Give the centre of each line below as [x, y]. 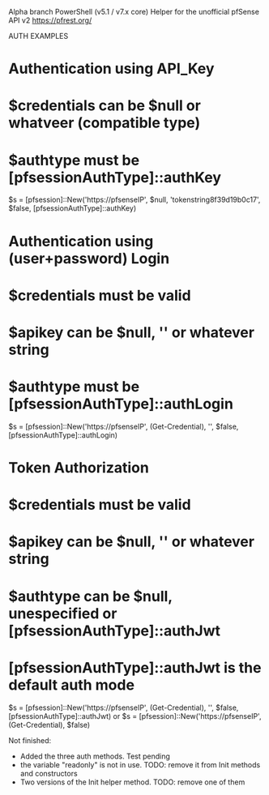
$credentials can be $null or [105, 106]
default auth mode [72, 685]
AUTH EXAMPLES [38, 36]
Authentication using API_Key [111, 69]
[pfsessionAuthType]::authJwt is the [135, 667]
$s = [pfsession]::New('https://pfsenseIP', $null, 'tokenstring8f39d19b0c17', [134, 200]
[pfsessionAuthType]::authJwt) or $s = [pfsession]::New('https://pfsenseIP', [135, 716]
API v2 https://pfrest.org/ [50, 20]
